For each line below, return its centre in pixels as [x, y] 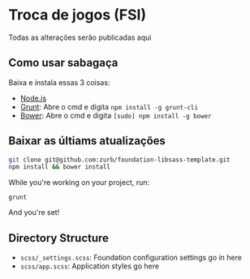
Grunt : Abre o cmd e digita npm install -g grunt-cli [109, 106]
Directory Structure [59, 238]
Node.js [33, 98]
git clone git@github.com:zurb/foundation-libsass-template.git [119, 160]
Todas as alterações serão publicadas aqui [80, 37]
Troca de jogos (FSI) [78, 15]
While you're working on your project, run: [79, 182]
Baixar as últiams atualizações [87, 141]
